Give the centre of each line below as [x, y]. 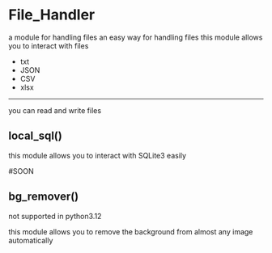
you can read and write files [55, 110]
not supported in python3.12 [55, 216]
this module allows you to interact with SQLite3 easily [98, 155]
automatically [31, 240]
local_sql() [35, 136]
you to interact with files [49, 45]
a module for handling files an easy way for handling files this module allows [136, 37]
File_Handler [52, 15]
